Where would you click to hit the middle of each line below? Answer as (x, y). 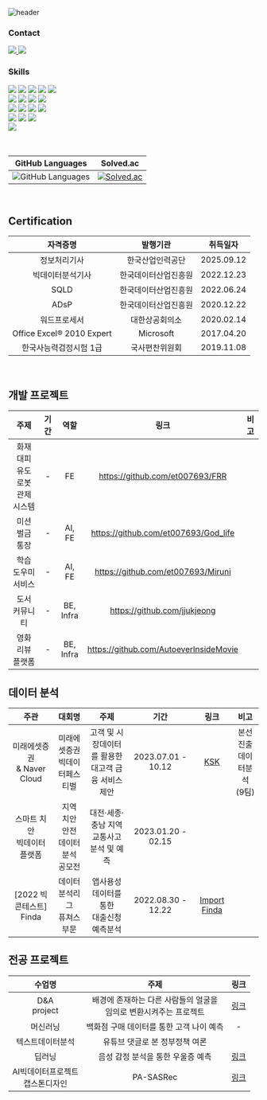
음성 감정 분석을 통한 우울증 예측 (155, 1056)
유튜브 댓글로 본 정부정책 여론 (155, 1041)
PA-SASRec (155, 1077)
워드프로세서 (62, 320)
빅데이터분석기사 (62, 275)
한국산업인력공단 (156, 260)
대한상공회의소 (157, 320)
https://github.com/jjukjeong (163, 610)
